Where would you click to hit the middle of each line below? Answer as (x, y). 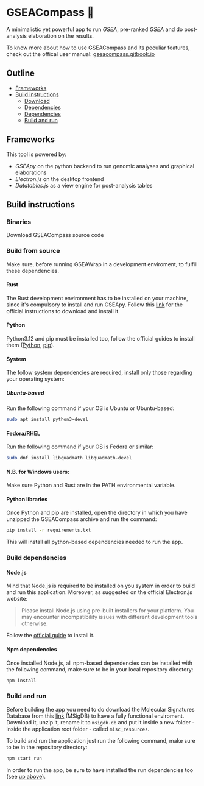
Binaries (19, 222)
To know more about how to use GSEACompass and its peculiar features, (98, 48)
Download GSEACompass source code (55, 235)
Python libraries (27, 499)
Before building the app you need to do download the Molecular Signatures (100, 709)
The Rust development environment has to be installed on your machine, (97, 298)
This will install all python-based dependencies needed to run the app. (95, 542)
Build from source (33, 251)
